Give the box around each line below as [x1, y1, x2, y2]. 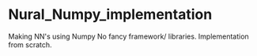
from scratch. [8, 39, 53, 49]
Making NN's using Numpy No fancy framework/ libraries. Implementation [8, 32, 249, 41]
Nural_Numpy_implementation [8, 6, 213, 24]
